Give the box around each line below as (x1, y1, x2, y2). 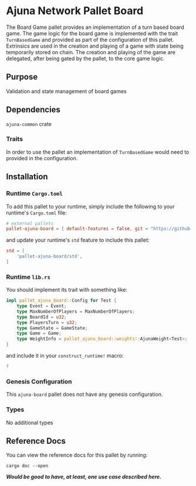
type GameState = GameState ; (16, 325, 88, 331)
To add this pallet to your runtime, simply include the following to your (6, 203, 175, 210)
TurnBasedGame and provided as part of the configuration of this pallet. (6, 36, 174, 43)
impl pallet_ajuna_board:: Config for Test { (6, 297, 117, 304)
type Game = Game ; (16, 330, 62, 336)
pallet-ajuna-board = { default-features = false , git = (6, 226, 148, 232)
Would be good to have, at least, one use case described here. (6, 473, 162, 481)
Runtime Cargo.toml (6, 190, 63, 198)
